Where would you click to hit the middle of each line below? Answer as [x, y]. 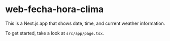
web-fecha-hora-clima [55, 9]
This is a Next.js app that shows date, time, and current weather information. [85, 23]
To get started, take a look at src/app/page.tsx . [55, 33]
